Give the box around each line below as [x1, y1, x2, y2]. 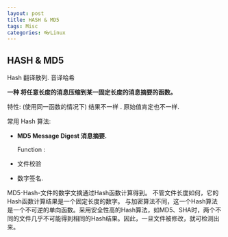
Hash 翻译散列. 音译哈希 [7, 73, 75, 82]
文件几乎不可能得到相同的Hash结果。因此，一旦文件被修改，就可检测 [18, 214, 214, 223]
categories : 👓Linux [7, 29, 66, 36]
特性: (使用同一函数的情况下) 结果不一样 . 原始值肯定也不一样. [7, 103, 180, 111]
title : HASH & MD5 [7, 16, 60, 23]
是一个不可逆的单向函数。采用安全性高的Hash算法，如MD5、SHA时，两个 [7, 206, 216, 214]
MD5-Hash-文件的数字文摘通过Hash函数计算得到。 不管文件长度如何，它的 [7, 189, 219, 197]
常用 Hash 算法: [7, 117, 51, 125]
